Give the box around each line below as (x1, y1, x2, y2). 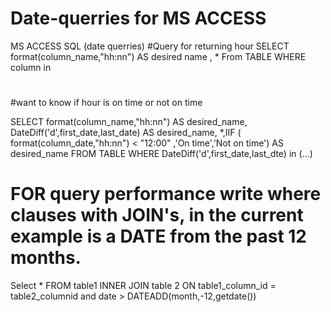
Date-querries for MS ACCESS (10, 7, 267, 30)
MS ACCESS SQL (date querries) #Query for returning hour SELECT (10, 40, 290, 52)
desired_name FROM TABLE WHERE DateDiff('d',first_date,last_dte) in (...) (10, 148, 313, 160)
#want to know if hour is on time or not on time (10, 97, 203, 109)
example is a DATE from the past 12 (10, 225, 307, 248)
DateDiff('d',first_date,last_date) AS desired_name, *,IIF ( (10, 127, 242, 139)
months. (10, 247, 82, 269)
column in (10, 61, 52, 73)
